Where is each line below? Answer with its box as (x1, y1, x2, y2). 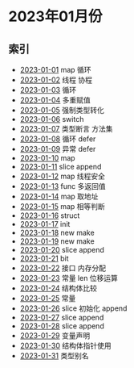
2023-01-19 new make (19, 236, 95, 246)
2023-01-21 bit (19, 253, 70, 263)
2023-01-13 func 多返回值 (19, 182, 106, 190)
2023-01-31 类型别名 (19, 351, 89, 360)
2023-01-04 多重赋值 (19, 95, 91, 105)
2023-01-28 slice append (19, 321, 104, 331)
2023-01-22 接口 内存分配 (19, 263, 107, 273)
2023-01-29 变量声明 (19, 331, 91, 340)
